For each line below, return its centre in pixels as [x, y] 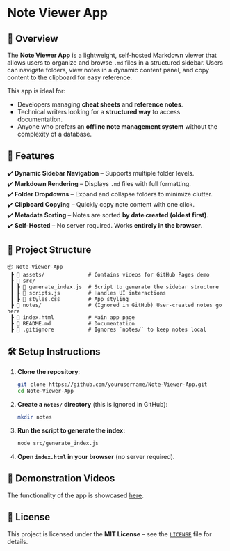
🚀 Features [31, 156]
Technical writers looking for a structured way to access [99, 112]
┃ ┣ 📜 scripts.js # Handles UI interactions [88, 293]
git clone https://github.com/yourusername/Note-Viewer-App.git [112, 385]
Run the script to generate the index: [71, 430]
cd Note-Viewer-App [46, 391]
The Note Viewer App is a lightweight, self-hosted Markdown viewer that [112, 55]
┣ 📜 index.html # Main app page [73, 317]
